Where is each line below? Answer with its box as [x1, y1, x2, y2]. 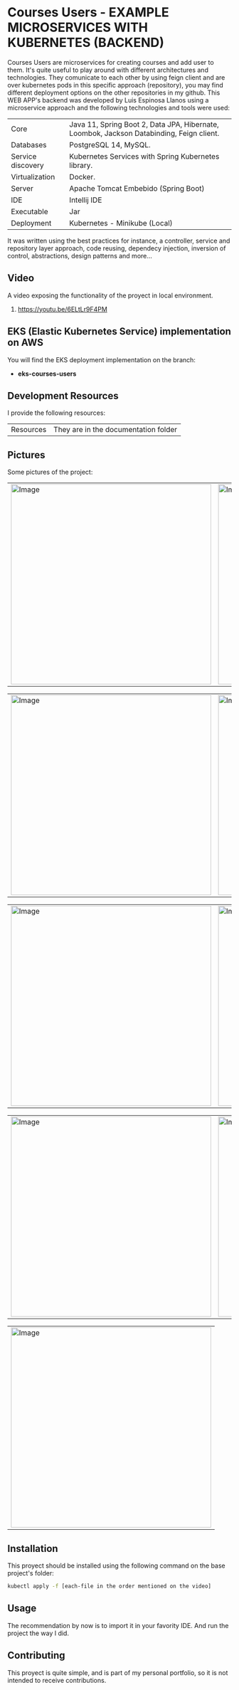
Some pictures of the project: [7, 468, 93, 477]
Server [11, 183, 33, 193]
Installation [7, 1542, 58, 1555]
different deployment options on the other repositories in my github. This [7, 88, 221, 97]
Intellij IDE [69, 195, 102, 205]
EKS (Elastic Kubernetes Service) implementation [7, 325, 231, 338]
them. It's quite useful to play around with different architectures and [7, 65, 208, 74]
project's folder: [7, 1569, 55, 1577]
